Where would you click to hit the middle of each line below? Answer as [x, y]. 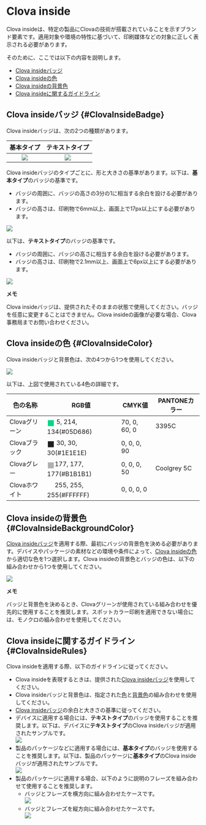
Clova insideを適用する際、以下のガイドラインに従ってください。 [89, 667]
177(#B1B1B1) [69, 474]
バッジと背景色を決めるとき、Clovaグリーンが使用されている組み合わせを [99, 604]
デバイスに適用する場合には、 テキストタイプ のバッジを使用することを [104, 718]
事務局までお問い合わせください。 [49, 322]
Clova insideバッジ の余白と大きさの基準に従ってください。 [90, 710]
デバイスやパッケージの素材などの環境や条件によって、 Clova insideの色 [107, 551]
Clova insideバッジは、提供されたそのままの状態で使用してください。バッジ [102, 307]
